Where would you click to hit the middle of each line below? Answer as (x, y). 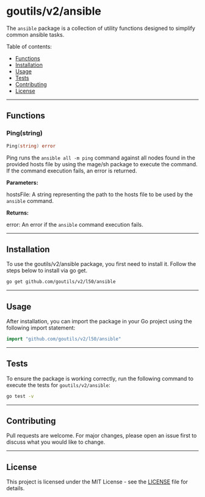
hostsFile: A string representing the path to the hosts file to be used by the (100, 194)
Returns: (18, 213)
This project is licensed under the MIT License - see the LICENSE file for (97, 482)
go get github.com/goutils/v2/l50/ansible (61, 282)
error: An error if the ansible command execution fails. (75, 224)
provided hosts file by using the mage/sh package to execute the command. (102, 164)
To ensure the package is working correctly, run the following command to (100, 378)
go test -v (20, 396)
